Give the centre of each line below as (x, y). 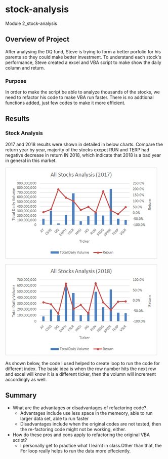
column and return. (25, 68)
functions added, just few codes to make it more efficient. (65, 103)
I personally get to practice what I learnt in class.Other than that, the (91, 445)
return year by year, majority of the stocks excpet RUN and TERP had (77, 150)
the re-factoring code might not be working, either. (73, 429)
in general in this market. (31, 160)
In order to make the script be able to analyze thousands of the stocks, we (83, 92)
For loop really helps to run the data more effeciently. (75, 451)
